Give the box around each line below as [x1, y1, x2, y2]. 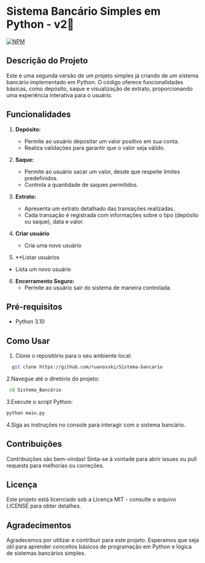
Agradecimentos [6, 520, 72, 530]
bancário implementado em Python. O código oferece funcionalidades [6, 78, 184, 85]
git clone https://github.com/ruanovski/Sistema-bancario [12, 364, 163, 370]
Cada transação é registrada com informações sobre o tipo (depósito [24, 211, 199, 219]
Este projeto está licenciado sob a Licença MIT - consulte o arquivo [6, 496, 176, 503]
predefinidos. [24, 174, 58, 182]
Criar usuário [15, 229, 50, 237]
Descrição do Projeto [6, 55, 88, 66]
